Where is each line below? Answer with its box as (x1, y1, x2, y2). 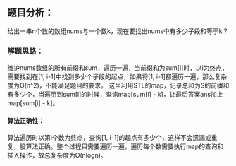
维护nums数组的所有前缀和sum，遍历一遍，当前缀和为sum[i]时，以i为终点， (7, 64, 229, 72)
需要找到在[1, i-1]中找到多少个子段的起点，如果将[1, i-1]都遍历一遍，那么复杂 (7, 73, 228, 81)
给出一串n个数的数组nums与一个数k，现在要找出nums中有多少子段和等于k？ (7, 27, 229, 35)
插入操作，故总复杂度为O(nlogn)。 (7, 151, 107, 160)
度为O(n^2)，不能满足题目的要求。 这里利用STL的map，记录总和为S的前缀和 (7, 81, 230, 90)
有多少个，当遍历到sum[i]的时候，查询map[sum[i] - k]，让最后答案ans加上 (7, 90, 223, 99)
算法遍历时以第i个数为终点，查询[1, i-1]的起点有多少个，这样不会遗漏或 (7, 134, 211, 142)
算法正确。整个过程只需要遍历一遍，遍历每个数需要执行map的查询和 (25, 142, 224, 150)
